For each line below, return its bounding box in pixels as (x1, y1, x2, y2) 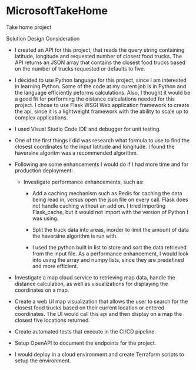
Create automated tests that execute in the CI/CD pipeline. (14, 328, 156, 335)
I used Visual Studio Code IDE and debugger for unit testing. (14, 125, 161, 132)
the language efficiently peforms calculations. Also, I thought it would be (14, 89, 191, 96)
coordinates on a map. (14, 286, 69, 294)
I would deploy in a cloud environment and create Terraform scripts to (14, 351, 184, 358)
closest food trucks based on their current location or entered (14, 304, 165, 311)
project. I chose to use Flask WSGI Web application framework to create (14, 101, 190, 108)
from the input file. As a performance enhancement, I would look (32, 250, 190, 257)
